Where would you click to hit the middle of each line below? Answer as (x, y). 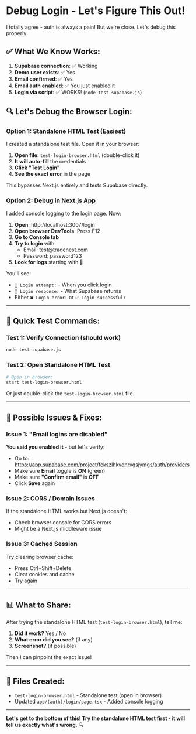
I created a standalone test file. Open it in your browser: (73, 144)
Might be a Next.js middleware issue (58, 529)
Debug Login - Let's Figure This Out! (96, 11)
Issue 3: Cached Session (42, 544)
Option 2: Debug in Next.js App (51, 200)
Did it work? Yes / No (40, 633)
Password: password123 (52, 255)
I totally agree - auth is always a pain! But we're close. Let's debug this (91, 27)
